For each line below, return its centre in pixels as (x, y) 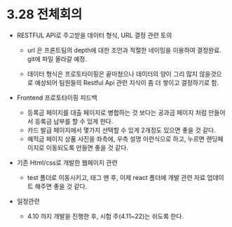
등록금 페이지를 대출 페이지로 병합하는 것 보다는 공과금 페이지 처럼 (117, 112)
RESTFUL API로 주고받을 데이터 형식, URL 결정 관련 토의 (94, 35)
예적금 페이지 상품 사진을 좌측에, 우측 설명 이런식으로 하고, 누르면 (116, 138)
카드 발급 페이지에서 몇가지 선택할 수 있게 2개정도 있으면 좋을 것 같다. (121, 130)
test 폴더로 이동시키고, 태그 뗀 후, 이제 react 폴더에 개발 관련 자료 (116, 177)
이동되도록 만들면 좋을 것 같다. (87, 148)
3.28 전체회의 (45, 14)
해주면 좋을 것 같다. (61, 186)
